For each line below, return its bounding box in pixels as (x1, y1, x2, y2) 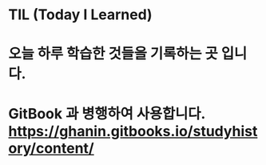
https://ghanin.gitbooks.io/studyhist (8, 122, 258, 140)
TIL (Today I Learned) (8, 6, 153, 24)
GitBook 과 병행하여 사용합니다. (8, 104, 206, 123)
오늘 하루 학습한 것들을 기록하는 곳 (8, 45, 218, 63)
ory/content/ (8, 139, 94, 157)
